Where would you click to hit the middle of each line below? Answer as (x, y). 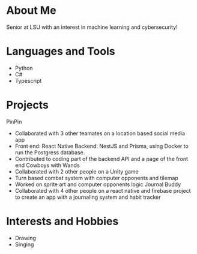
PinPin (14, 121)
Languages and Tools (61, 51)
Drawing (25, 238)
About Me (31, 11)
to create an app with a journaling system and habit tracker (88, 197)
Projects (28, 105)
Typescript (28, 80)
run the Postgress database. (50, 152)
